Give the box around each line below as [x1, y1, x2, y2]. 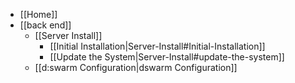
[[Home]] [19, 9, 58, 20]
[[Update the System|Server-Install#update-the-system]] [49, 51, 285, 63]
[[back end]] [19, 19, 72, 31]
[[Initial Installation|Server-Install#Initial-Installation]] [49, 40, 266, 52]
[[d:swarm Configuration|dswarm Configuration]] [34, 62, 238, 73]
